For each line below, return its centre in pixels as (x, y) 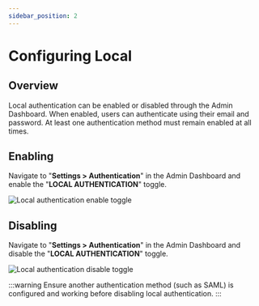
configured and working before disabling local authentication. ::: (115, 294)
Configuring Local (70, 55)
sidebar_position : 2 (43, 16)
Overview (34, 86)
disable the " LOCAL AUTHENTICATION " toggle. (88, 254)
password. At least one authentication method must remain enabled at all (130, 122)
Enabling (31, 157)
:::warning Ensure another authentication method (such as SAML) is (121, 285)
